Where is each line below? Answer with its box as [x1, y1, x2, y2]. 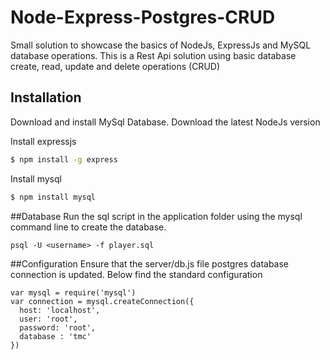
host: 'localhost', [19, 305, 101, 315]
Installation [10, 89, 82, 106]
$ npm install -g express [10, 154, 118, 165]
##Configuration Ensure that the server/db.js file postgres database [10, 257, 290, 270]
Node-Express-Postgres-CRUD [10, 6, 276, 29]
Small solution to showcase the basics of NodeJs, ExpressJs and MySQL [10, 39, 312, 51]
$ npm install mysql [10, 192, 97, 202]
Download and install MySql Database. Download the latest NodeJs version [10, 116, 321, 128]
